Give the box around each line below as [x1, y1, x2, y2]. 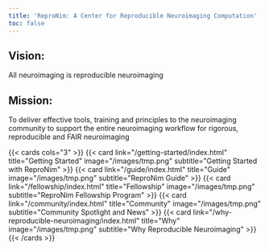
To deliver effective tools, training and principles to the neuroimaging [8, 115, 238, 125]
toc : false [8, 19, 45, 27]
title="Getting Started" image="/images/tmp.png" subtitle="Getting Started [8, 156, 258, 166]
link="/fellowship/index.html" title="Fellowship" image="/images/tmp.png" [8, 182, 255, 191]
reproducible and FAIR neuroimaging [8, 132, 130, 141]
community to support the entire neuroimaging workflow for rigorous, [8, 124, 239, 133]
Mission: [8, 93, 53, 107]
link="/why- [192, 207, 232, 217]
